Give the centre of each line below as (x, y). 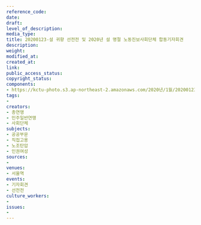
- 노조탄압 (17, 145)
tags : (13, 95)
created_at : (21, 62)
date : (13, 17)
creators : (19, 106)
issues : (16, 207)
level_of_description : (34, 28)
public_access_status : (34, 73)
